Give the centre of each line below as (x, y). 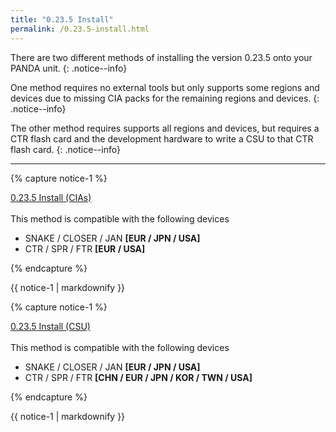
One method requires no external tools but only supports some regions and (165, 87)
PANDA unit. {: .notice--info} (69, 68)
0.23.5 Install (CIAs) (51, 197)
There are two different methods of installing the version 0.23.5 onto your (161, 57)
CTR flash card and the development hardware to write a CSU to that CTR (162, 138)
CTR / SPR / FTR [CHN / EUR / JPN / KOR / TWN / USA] (138, 377)
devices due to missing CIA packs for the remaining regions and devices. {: (165, 98)
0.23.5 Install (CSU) (50, 326)
